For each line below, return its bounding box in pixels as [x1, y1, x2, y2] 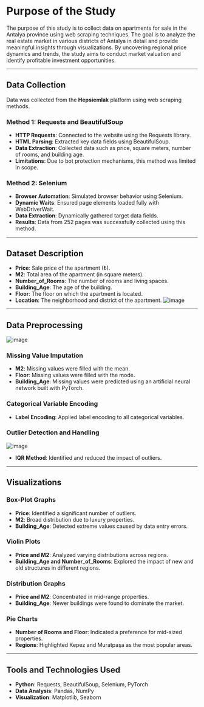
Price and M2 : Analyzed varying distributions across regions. [15, 551, 169, 558]
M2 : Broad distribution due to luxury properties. [15, 516, 135, 523]
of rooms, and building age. [15, 151, 84, 159]
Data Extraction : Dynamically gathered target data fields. [15, 212, 159, 219]
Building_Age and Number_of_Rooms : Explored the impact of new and [15, 558, 194, 565]
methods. [6, 102, 30, 110]
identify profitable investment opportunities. [6, 56, 117, 64]
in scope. [15, 164, 38, 171]
